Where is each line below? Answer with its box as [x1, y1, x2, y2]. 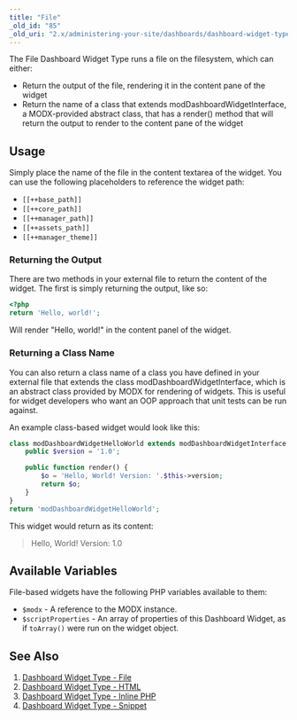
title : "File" [9, 12, 62, 22]
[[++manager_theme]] [21, 233, 98, 242]
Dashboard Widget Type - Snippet [21, 700, 148, 711]
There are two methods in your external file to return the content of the [9, 274, 268, 285]
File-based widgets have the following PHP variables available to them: [9, 587, 268, 598]
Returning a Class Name [9, 347, 115, 359]
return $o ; [41, 480, 81, 489]
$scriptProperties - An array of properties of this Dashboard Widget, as [21, 614, 286, 624]
